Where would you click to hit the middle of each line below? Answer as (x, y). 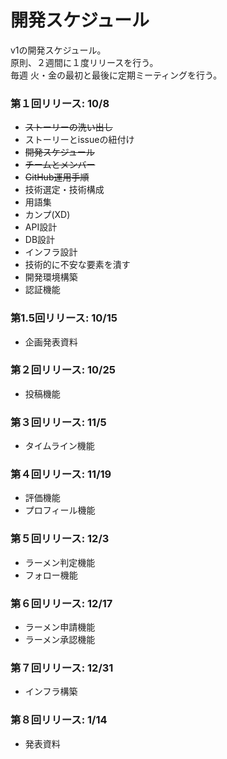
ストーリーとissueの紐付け (79, 140)
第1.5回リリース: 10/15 (64, 318)
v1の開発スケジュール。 (58, 50)
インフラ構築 (51, 692)
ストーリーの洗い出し (68, 127)
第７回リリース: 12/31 (62, 668)
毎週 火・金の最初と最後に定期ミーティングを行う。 (116, 75)
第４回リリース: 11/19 (61, 474)
